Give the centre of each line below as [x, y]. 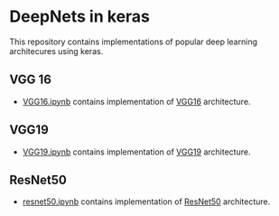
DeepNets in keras [80, 17]
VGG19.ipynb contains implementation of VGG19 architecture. [136, 152]
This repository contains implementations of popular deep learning [133, 42]
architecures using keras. [56, 51]
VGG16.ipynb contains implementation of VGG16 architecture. [136, 101]
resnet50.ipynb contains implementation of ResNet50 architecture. [146, 202]
